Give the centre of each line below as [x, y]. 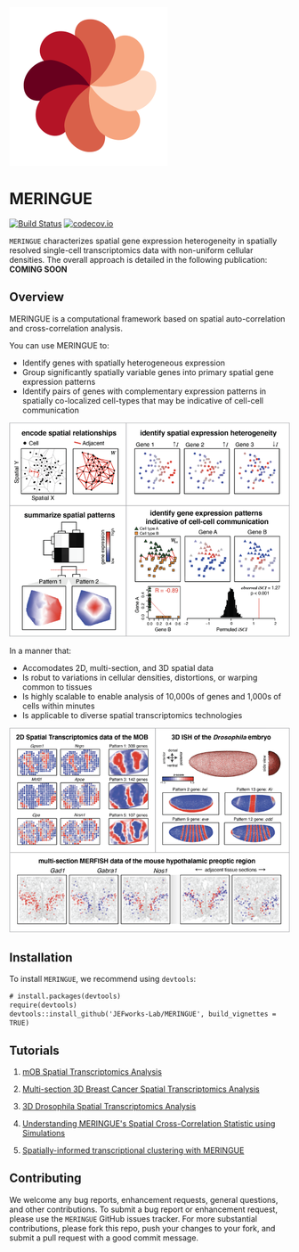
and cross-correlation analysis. [66, 328]
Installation [41, 957]
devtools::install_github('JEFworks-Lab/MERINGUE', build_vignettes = [143, 1014]
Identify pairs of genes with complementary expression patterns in [144, 391]
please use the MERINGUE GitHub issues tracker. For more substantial [133, 1218]
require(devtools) [43, 1005]
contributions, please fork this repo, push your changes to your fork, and [142, 1228]
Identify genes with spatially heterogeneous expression [123, 363]
